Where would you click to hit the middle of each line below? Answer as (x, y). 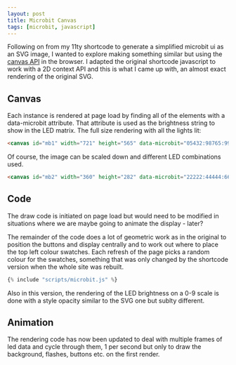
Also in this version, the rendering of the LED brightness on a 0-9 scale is (113, 293)
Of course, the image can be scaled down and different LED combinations (114, 157)
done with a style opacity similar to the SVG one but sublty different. (106, 300)
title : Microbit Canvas (42, 20)
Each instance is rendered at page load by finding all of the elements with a (116, 116)
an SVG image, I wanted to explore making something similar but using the (115, 54)
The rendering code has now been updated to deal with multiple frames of (115, 339)
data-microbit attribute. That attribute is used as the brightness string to (111, 123)
